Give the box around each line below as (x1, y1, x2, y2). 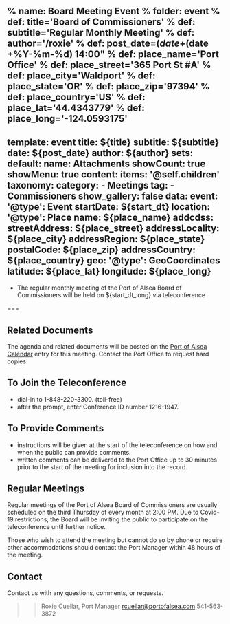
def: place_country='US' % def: (7, 92, 146, 103)
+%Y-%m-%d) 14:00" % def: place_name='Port (7, 48, 220, 61)
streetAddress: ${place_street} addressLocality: (7, 222, 220, 234)
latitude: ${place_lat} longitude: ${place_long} (7, 265, 211, 277)
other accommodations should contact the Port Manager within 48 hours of (7, 544, 221, 552)
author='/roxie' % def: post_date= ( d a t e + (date (7, 38, 209, 50)
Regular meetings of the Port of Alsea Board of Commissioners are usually (7, 501, 218, 509)
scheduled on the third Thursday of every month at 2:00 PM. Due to (7, 508, 199, 517)
